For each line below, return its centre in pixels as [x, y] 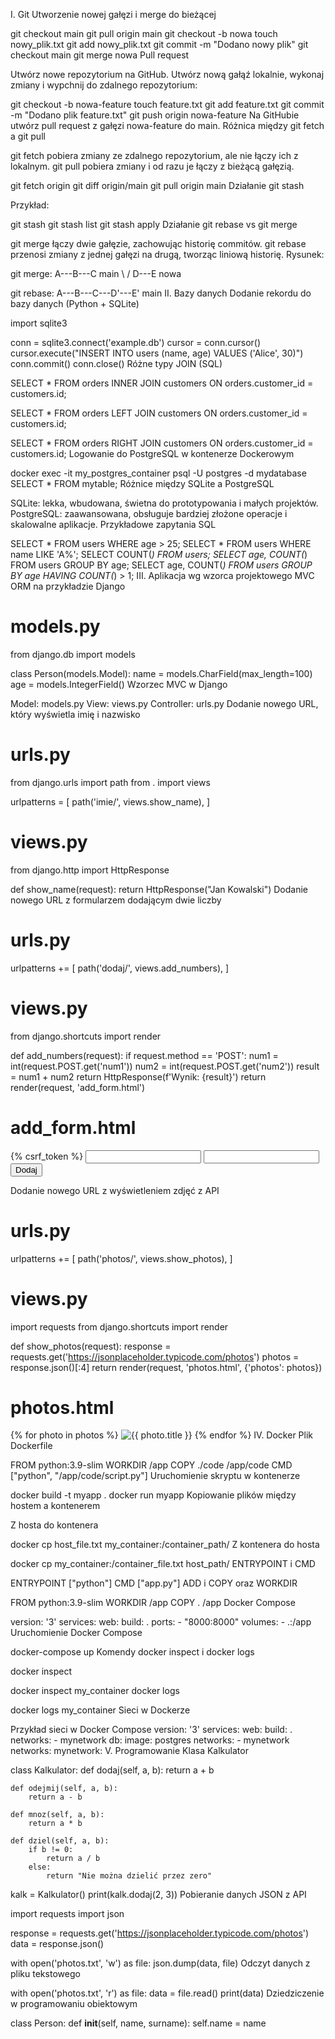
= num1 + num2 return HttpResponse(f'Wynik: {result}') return [138, 1076]
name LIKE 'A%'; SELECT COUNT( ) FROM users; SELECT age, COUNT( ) [159, 554]
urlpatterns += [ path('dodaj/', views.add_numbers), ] [120, 968]
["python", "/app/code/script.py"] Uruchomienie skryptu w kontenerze [155, 1476]
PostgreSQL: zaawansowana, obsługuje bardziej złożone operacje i [149, 513]
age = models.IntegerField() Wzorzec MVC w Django [119, 684]
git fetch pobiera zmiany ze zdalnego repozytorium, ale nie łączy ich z [154, 155]
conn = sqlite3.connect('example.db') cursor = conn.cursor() [136, 342]
